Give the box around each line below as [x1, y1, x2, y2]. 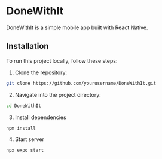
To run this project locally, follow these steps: [6, 57, 118, 64]
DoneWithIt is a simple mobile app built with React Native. [6, 24, 148, 31]
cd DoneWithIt [6, 103, 42, 109]
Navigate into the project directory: [14, 91, 102, 98]
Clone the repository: [14, 69, 68, 76]
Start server [14, 136, 45, 143]
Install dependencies [14, 114, 67, 121]
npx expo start [6, 148, 44, 154]
